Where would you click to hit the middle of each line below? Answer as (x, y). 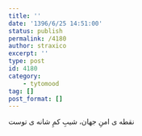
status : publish (35, 31)
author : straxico (38, 46)
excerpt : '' (28, 53)
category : (25, 76)
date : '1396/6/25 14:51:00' (56, 23)
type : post (27, 62)
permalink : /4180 (38, 38)
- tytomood (41, 83)
